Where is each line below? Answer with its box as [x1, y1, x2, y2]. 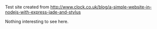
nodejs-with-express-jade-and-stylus [5, 9, 81, 15]
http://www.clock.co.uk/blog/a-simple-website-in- [50, 4, 152, 10]
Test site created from [5, 4, 50, 10]
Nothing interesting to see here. [5, 19, 69, 24]
